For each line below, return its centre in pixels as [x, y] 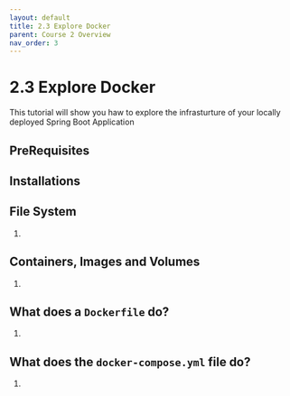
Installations [45, 181]
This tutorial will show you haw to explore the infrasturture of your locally [145, 113]
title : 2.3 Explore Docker [60, 26]
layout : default [40, 18]
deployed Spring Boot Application [72, 122]
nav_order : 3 [34, 43]
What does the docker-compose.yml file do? [130, 362]
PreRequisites [50, 150]
